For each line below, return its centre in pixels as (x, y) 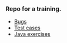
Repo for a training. (33, 9)
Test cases (27, 28)
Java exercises (32, 34)
